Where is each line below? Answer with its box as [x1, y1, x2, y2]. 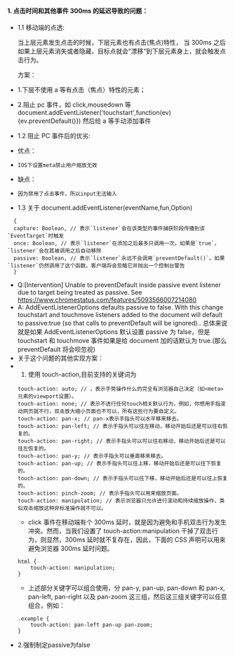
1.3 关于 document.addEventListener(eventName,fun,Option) [17, 203, 193, 212]
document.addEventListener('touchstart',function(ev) [17, 109, 172, 117]
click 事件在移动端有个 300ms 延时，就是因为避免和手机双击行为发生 [27, 518, 227, 526]
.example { [17, 615, 50, 622]
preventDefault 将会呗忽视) [17, 345, 96, 354]
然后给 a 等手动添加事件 [82, 116, 152, 126]
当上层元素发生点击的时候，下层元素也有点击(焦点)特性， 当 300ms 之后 [17, 39, 226, 47]
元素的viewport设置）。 [17, 393, 77, 400]
